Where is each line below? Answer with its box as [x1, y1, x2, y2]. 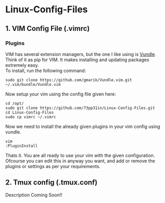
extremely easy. [5, 62, 40, 68]
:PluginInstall [5, 143, 38, 149]
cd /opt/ [5, 101, 24, 106]
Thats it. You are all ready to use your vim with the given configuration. [5, 152, 155, 158]
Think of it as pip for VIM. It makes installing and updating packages [5, 57, 150, 63]
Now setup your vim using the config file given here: [5, 91, 117, 97]
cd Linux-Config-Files [5, 109, 54, 115]
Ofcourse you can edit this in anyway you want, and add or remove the [5, 158, 155, 164]
